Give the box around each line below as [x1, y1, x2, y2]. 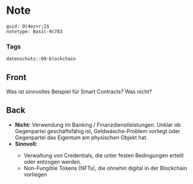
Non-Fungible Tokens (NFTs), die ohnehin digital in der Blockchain [23, 164, 187, 171]
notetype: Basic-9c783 [6, 28, 63, 35]
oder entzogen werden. [23, 158, 82, 165]
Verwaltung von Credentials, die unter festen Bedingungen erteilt [23, 152, 184, 159]
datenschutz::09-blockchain [6, 56, 76, 62]
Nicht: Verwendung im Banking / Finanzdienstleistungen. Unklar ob [14, 121, 181, 128]
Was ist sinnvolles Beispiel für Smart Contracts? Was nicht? [6, 88, 152, 96]
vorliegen [23, 171, 48, 178]
